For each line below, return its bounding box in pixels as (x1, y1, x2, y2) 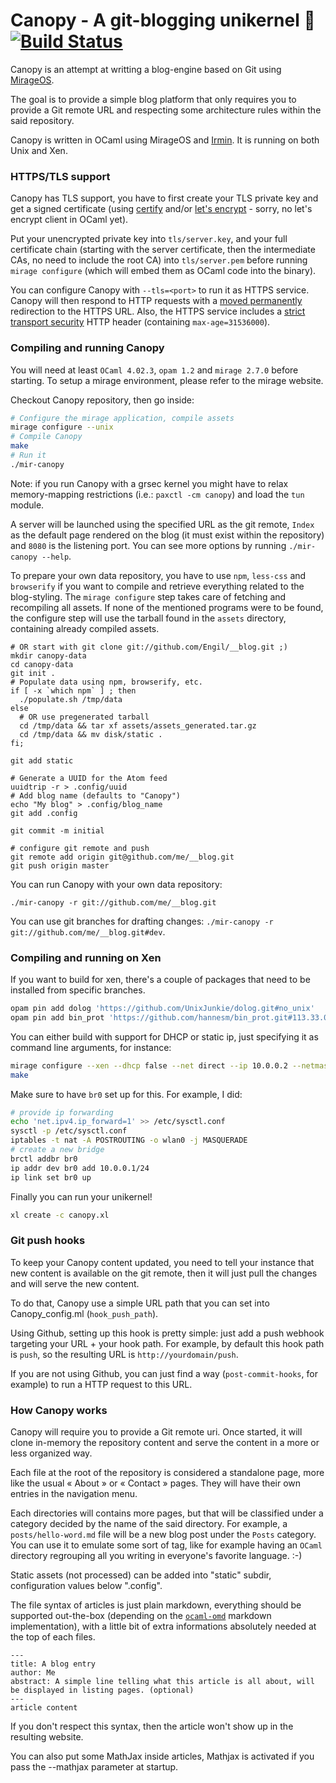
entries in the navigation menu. (10, 1488, 138, 1500)
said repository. (10, 114, 75, 126)
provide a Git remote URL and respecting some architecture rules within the (10, 104, 322, 116)
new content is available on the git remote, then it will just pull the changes (10, 1267, 318, 1279)
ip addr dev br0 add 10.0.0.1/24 (10, 1163, 150, 1173)
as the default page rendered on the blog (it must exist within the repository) (10, 529, 325, 541)
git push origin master (10, 860, 110, 871)
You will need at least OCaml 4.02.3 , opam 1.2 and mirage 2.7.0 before (10, 364, 299, 376)
